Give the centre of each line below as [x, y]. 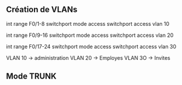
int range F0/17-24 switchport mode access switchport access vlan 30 [91, 46]
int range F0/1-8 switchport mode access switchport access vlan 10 [88, 23]
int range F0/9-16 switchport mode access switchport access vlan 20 [90, 35]
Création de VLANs [42, 10]
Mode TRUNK [31, 76]
